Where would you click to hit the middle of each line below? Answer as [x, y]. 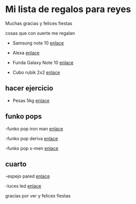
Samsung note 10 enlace [38, 43]
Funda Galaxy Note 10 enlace [43, 62]
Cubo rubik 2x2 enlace [36, 72]
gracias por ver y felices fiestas [38, 196]
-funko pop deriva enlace [32, 138]
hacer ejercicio [29, 88]
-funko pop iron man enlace [34, 129]
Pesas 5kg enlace [31, 100]
